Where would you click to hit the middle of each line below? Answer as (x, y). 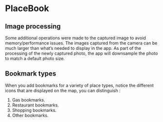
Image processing (33, 26)
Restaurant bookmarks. (36, 105)
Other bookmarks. (30, 115)
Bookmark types (31, 74)
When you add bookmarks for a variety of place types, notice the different (80, 85)
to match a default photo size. (35, 58)
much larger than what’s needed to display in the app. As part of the (73, 48)
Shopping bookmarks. (34, 110)
